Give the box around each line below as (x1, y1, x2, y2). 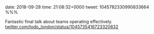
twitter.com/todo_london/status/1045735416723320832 (5, 24, 119, 30)
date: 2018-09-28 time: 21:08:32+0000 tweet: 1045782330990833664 (5, 4, 150, 10)
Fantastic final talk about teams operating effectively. (5, 19, 113, 24)
